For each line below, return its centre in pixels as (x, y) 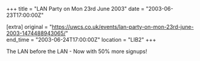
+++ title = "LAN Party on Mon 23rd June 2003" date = (75, 9)
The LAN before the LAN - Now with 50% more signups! (77, 51)
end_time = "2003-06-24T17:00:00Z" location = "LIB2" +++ (81, 40)
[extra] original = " (29, 27)
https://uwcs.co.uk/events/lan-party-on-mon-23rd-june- (122, 27)
